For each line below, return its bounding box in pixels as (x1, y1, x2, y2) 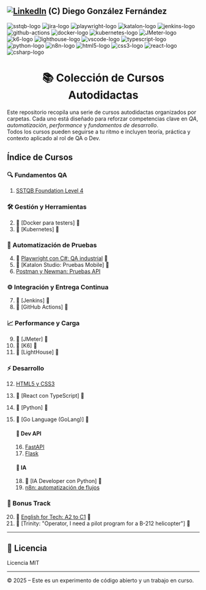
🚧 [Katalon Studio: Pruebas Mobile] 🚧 (15, 261, 109, 269)
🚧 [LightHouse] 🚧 (15, 348, 59, 356)
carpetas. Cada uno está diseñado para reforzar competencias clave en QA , (7, 114, 198, 122)
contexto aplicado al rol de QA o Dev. (7, 134, 100, 141)
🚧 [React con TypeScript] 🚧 (15, 392, 85, 399)
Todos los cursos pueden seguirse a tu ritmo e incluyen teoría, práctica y (7, 128, 191, 135)
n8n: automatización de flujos (24, 484, 100, 491)
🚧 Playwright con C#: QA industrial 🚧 (15, 255, 108, 262)
